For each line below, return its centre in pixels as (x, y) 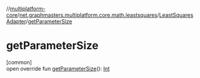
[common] (19, 62)
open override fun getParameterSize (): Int (58, 68)
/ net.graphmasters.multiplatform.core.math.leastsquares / (88, 15)
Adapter (16, 21)
